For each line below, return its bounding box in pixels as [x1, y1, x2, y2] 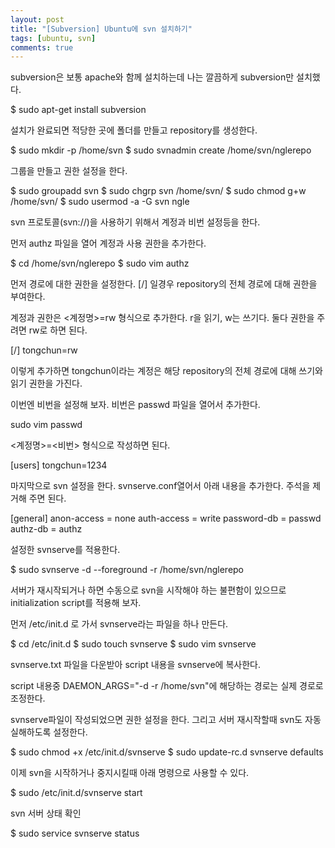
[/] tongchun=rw [10, 344, 78, 356]
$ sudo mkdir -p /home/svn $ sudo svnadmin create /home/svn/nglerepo [10, 144, 312, 156]
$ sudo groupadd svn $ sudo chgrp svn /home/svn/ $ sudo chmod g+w [10, 185, 307, 197]
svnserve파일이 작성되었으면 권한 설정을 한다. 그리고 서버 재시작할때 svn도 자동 [10, 714, 322, 726]
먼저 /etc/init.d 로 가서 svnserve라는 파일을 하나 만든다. [10, 618, 229, 630]
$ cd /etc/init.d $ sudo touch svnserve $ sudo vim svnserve [10, 638, 257, 650]
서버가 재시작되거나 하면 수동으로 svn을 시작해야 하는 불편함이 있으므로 [10, 584, 287, 596]
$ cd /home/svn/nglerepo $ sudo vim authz [10, 257, 190, 270]
